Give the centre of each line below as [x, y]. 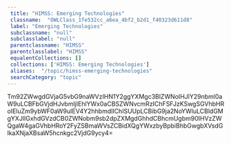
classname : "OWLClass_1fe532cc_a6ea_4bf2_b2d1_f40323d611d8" [101, 20]
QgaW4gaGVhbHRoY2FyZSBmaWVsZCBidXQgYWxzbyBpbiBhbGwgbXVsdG [115, 126]
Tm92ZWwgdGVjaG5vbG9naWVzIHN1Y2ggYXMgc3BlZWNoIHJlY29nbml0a [115, 97]
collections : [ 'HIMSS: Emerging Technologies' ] [80, 64]
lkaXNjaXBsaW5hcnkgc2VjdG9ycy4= [60, 133]
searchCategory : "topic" [46, 77]
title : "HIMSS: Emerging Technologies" [68, 13]
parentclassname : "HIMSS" [47, 45]
